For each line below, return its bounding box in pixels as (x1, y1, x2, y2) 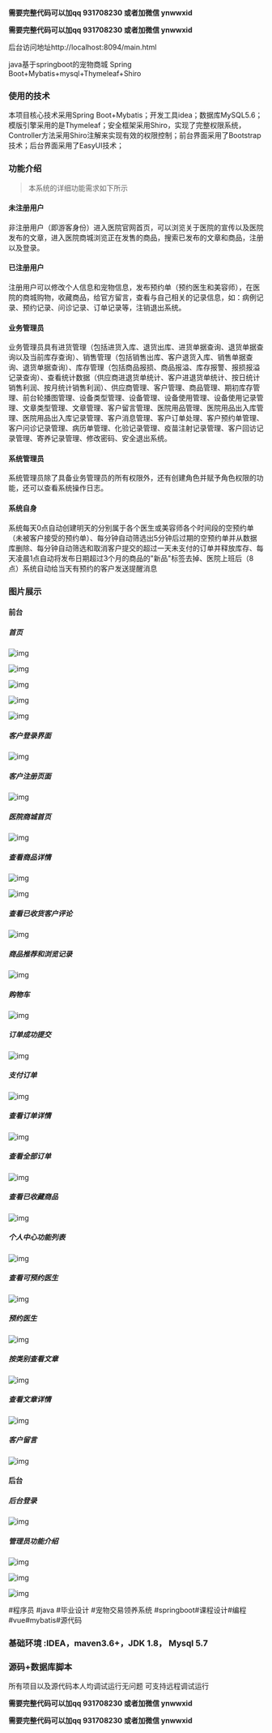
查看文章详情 (8, 1394, 51, 1405)
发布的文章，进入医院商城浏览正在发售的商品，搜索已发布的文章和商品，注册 (8, 233, 264, 242)
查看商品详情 (8, 852, 51, 862)
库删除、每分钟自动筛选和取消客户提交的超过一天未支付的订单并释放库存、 (8, 543, 257, 553)
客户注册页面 (8, 771, 51, 781)
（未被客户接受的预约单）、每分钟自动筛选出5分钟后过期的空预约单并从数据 (8, 533, 257, 542)
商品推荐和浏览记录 (8, 948, 73, 959)
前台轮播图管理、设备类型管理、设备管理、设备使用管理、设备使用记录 (22, 393, 257, 403)
